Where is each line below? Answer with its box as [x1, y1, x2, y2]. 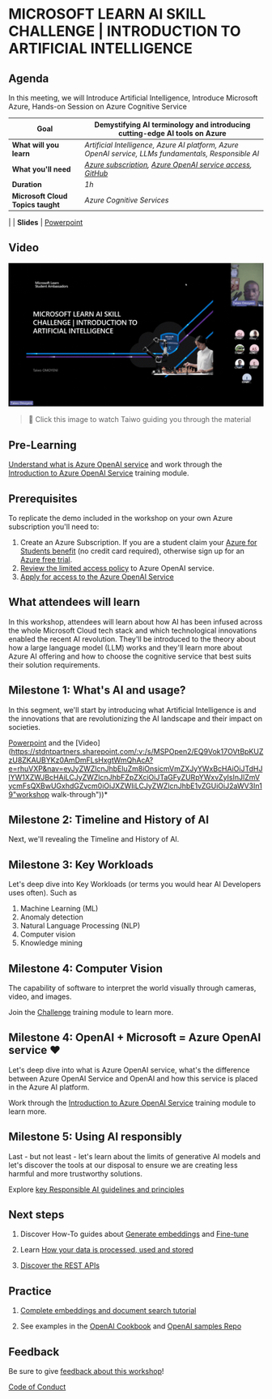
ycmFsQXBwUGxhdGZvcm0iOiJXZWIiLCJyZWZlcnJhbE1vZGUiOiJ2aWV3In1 [8, 781, 263, 791]
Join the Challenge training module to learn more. [8, 1008, 174, 1017]
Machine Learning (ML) [19, 904, 99, 914]
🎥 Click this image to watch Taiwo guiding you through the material [28, 415, 252, 424]
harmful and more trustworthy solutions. [8, 1168, 143, 1179]
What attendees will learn [8, 595, 140, 609]
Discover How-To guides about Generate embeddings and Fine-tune [19, 1229, 249, 1239]
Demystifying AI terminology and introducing [94, 119, 251, 130]
